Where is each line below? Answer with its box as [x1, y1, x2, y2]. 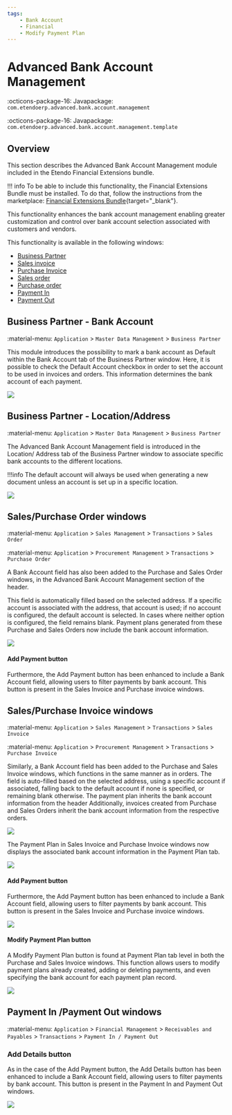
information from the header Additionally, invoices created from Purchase [7, 799, 217, 808]
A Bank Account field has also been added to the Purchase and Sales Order [7, 568, 223, 576]
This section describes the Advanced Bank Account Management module [7, 161, 217, 169]
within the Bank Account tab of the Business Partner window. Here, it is [7, 355, 211, 363]
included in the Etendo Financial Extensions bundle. [7, 168, 154, 177]
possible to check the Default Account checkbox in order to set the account [7, 362, 224, 371]
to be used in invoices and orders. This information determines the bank [7, 370, 213, 378]
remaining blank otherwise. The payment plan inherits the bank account [7, 792, 213, 800]
